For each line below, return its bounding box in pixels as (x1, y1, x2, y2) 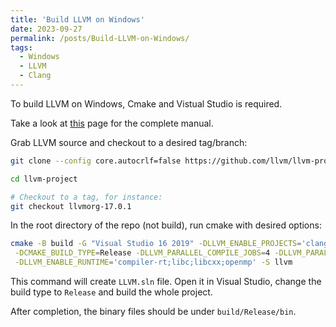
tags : (10, 42, 33, 53)
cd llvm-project (10, 174, 78, 184)
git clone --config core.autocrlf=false (10, 156, 182, 166)
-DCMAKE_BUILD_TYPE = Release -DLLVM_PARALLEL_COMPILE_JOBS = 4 (14, 248, 271, 258)
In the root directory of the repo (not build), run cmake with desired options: (10, 219, 322, 231)
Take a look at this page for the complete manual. (10, 117, 214, 129)
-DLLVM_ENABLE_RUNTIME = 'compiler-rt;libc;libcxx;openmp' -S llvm (14, 257, 293, 268)
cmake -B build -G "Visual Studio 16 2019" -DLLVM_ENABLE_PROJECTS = (10, 239, 302, 249)
